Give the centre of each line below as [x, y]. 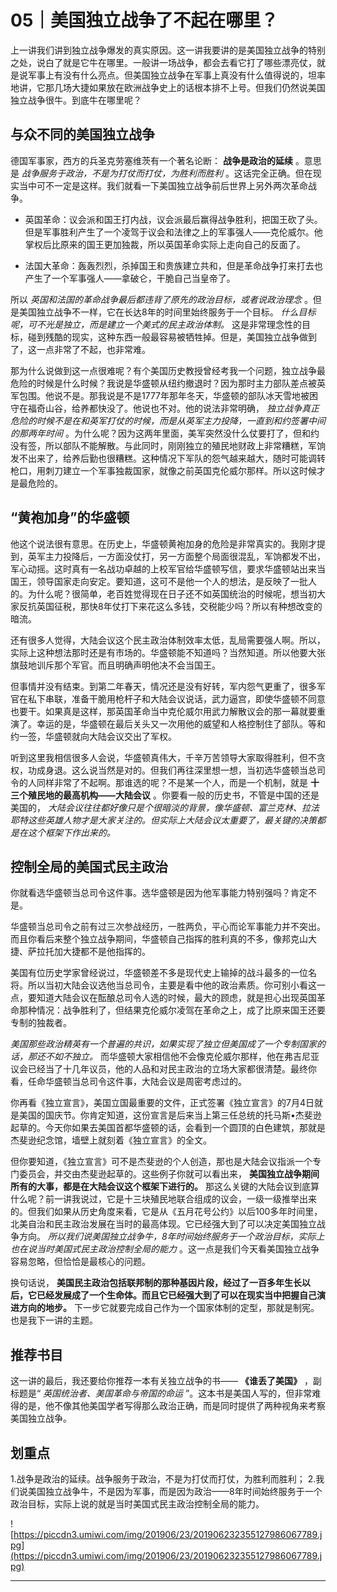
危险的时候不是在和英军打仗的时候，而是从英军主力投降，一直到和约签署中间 [168, 420]
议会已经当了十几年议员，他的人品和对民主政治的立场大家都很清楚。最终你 [163, 1069]
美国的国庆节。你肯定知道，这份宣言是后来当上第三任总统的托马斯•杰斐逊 [170, 1115]
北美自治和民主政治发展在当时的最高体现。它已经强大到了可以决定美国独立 [163, 1224]
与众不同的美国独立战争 [82, 134]
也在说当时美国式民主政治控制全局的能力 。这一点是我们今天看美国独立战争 [165, 1249]
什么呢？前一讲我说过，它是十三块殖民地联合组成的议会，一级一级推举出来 [163, 1199]
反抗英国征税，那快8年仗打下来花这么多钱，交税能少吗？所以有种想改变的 [170, 606]
